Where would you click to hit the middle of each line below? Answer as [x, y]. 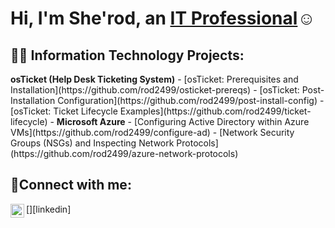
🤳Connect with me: [71, 185]
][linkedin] [50, 209]
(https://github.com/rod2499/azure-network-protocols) [124, 153]
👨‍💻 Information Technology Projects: [127, 55]
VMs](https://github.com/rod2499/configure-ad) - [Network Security [152, 132]
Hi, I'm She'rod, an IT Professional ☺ [163, 18]
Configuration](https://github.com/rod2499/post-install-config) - [191, 100]
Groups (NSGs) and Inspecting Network [92, 143]
